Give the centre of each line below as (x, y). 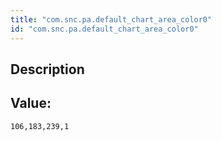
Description (47, 69)
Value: (31, 103)
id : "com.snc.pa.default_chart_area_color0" (104, 29)
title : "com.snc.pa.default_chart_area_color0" (111, 19)
